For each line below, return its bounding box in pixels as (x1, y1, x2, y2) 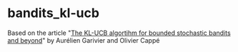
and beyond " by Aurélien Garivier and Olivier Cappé (7, 36, 160, 44)
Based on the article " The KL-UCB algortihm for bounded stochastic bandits (7, 28, 231, 37)
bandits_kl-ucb (7, 5, 100, 21)
